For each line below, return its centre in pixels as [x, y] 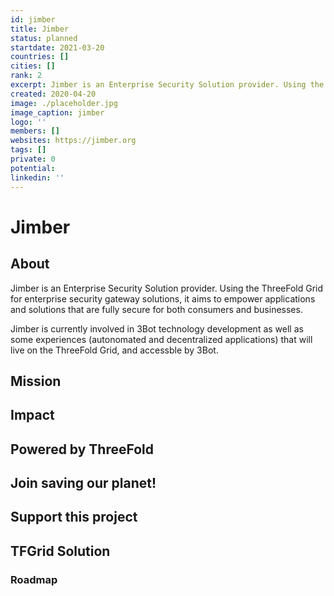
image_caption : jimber [57, 112]
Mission [36, 381]
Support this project [74, 517]
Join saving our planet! [83, 483]
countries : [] [40, 57]
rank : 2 [26, 76]
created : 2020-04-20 [53, 94]
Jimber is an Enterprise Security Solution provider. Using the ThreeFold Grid [167, 288]
